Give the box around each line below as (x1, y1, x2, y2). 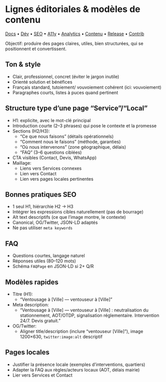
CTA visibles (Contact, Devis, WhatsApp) (12, 154, 97, 161)
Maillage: (12, 160, 31, 166)
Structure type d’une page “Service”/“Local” (5, 104, 148, 113)
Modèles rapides (5, 278, 59, 286)
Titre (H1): (12, 291, 33, 297)
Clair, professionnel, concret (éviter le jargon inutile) (12, 74, 119, 80)
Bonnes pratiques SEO (5, 190, 76, 199)
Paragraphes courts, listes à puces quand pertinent (12, 89, 118, 96)
